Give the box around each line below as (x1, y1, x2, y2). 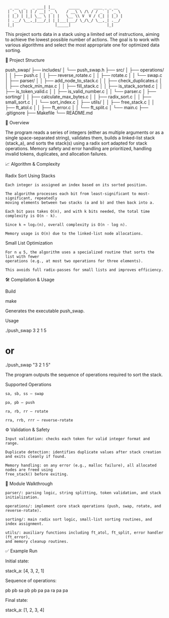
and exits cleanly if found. (5, 454, 67, 459)
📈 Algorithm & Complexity (5, 161, 61, 167)
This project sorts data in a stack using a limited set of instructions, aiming (5, 31, 160, 37)
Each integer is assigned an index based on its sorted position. (5, 182, 148, 187)
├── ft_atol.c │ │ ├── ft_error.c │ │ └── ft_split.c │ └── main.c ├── (5, 105, 149, 110)
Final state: (5, 597, 28, 603)
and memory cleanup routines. (5, 539, 69, 544)
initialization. (5, 495, 39, 500)
